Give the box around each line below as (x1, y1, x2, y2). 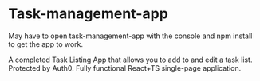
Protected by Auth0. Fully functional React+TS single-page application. (8, 63, 242, 72)
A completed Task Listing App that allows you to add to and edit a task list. (8, 55, 253, 64)
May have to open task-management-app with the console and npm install (8, 31, 253, 40)
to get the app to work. (8, 39, 84, 48)
